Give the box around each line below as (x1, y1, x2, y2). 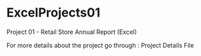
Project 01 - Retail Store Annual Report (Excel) (6, 28, 137, 36)
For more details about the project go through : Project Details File (6, 41, 194, 49)
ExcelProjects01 (6, 5, 101, 21)
